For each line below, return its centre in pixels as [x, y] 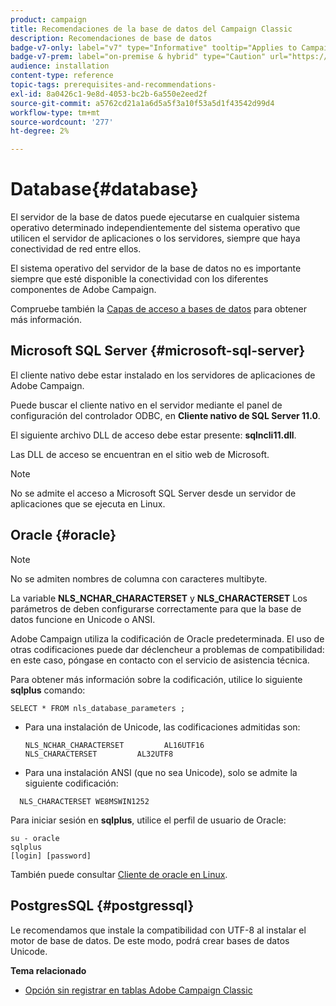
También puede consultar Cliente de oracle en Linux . [119, 874]
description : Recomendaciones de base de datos [111, 38]
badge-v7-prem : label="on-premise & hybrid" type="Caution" [138, 57]
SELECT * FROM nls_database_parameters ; [98, 708]
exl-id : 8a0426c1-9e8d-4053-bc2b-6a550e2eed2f [109, 94]
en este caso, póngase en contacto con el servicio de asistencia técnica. [160, 660]
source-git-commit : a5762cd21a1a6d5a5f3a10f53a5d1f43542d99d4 [142, 103]
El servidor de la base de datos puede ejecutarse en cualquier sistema [155, 217]
